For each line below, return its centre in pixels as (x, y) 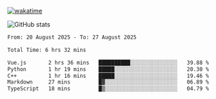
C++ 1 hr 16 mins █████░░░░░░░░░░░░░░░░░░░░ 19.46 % (108, 76)
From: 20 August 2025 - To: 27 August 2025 (72, 37)
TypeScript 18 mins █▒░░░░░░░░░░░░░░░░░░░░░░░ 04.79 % (108, 89)
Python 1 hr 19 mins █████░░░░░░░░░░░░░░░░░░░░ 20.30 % (108, 69)
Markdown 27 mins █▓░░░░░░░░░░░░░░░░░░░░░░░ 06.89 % (108, 82)
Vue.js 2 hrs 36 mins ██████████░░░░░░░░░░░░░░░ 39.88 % (108, 62)
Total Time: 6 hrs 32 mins (47, 50)
